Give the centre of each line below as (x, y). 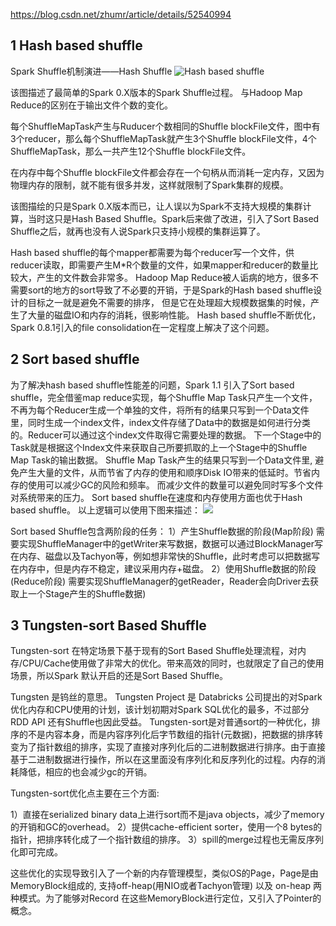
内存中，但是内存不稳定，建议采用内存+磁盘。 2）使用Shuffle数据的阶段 (167, 568)
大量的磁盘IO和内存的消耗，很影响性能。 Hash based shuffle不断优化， (174, 315)
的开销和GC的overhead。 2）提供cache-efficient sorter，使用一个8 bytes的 (166, 827)
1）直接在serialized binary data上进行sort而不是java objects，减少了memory (167, 815)
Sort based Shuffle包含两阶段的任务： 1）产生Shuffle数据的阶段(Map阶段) (162, 531)
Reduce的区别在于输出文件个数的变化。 (91, 105)
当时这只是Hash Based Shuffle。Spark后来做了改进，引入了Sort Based (173, 218)
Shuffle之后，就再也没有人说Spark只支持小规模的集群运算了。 (138, 231)
